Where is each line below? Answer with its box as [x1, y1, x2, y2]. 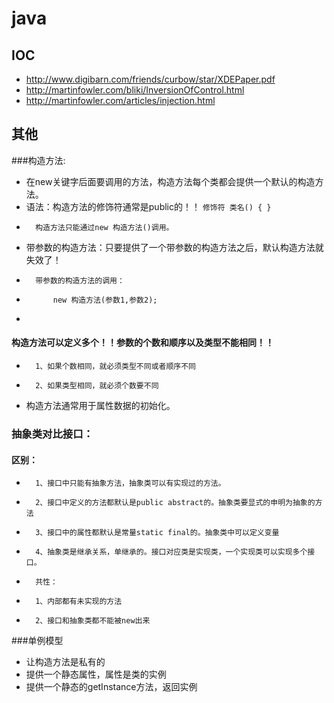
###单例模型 [11, 635, 64, 647]
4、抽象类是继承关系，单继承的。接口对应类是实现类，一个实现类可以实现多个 [35, 547, 308, 557]
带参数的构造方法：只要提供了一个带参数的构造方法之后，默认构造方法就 [25, 241, 324, 253]
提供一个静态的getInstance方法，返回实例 [25, 681, 198, 693]
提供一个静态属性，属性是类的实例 [25, 668, 167, 681]
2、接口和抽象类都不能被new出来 [35, 616, 151, 626]
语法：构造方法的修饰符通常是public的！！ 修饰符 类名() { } [25, 200, 272, 212]
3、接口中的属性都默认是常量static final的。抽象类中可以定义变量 [35, 528, 280, 538]
